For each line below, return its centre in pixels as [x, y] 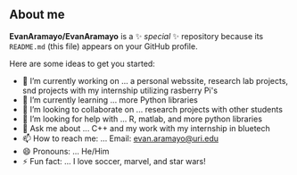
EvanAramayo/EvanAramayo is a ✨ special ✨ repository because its [136, 36]
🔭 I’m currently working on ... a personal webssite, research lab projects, [155, 80]
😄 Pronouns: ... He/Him [66, 151]
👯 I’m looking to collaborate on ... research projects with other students [153, 109]
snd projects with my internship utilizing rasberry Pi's [120, 90]
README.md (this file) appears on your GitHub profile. [103, 46]
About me [37, 15]
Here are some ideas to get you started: [82, 63]
